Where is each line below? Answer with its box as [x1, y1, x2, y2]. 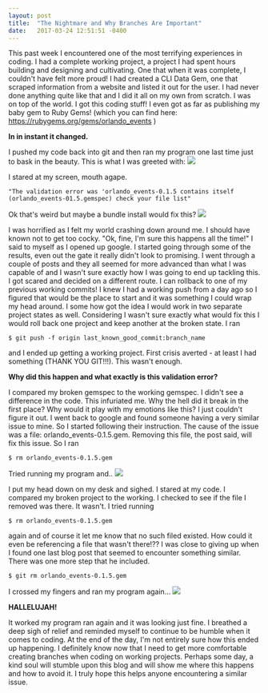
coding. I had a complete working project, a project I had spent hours [8, 57, 236, 66]
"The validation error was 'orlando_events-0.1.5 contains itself [8, 188, 234, 196]
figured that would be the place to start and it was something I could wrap [8, 293, 252, 303]
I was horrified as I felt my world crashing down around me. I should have [8, 225, 250, 235]
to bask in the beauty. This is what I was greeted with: [8, 157, 186, 166]
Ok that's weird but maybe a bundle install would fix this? [8, 209, 197, 220]
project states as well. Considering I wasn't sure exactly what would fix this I [8, 310, 260, 320]
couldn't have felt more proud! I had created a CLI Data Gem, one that [8, 74, 238, 84]
